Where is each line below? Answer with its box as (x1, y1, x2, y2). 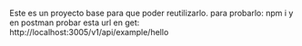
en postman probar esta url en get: (9, 17, 140, 28)
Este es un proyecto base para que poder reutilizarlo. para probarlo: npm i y (9, 8, 294, 18)
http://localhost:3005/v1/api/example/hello (9, 27, 169, 37)
